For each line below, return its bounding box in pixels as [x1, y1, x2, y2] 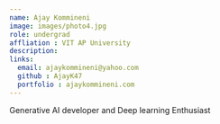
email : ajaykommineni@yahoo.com [17, 64, 140, 73]
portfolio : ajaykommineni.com [17, 80, 135, 89]
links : [9, 55, 34, 64]
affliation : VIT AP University [9, 38, 131, 48]
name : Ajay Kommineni [9, 13, 91, 22]
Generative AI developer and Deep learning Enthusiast [9, 104, 211, 115]
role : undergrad [9, 30, 70, 39]
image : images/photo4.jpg [9, 22, 106, 31]
